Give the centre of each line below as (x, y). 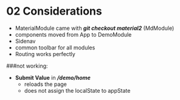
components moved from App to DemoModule (73, 34)
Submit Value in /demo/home (53, 77)
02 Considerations (54, 11)
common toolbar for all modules (55, 48)
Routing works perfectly (45, 54)
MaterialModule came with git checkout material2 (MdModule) (95, 28)
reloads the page (45, 84)
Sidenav (25, 41)
